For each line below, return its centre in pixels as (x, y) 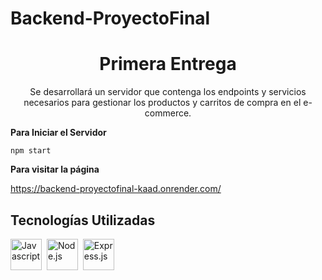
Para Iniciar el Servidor (58, 133)
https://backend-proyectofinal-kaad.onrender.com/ (116, 189)
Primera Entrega (168, 64)
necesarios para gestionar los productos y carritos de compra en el (162, 103)
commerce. (168, 113)
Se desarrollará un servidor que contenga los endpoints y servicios (168, 92)
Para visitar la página (55, 169)
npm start (31, 151)
